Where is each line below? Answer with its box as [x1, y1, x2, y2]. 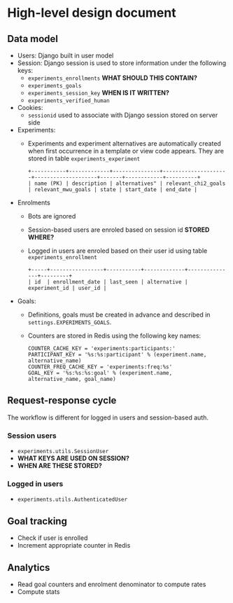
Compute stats [17, 588, 60, 596]
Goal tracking [7, 515, 68, 527]
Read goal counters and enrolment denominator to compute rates [17, 580, 206, 589]
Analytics [7, 562, 50, 574]
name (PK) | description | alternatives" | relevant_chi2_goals [34, 180, 226, 187]
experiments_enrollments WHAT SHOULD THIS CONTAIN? [27, 74, 198, 82]
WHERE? [27, 233, 55, 241]
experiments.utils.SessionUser [17, 448, 109, 455]
